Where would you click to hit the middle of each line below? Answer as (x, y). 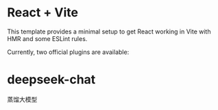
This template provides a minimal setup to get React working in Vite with (109, 31)
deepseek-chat (51, 80)
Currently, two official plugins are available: (68, 52)
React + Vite (43, 13)
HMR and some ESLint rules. (47, 38)
